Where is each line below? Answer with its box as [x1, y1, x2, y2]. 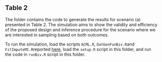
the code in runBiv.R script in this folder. [5, 51, 86, 57]
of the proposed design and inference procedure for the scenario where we [5, 26, 156, 33]
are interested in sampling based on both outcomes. [5, 32, 109, 37]
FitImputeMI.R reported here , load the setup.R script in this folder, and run [5, 46, 151, 52]
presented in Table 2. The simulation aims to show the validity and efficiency [5, 22, 158, 27]
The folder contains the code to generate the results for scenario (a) [5, 16, 141, 22]
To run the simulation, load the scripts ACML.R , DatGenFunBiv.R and [5, 41, 134, 47]
